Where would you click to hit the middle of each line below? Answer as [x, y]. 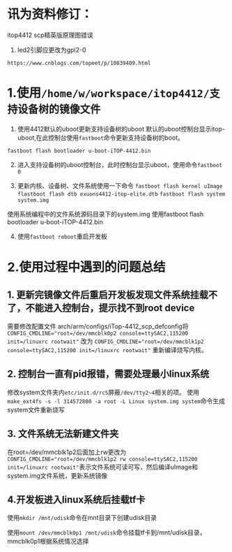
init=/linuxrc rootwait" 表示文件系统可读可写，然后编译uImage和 [103, 467]
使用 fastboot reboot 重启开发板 [62, 236]
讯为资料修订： [50, 14]
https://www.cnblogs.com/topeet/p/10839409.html [79, 63]
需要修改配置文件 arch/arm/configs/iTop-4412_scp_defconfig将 [98, 326]
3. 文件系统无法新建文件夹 [63, 434]
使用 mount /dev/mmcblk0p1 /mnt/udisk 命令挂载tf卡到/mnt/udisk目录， [107, 532]
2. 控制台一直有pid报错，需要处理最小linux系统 [108, 374]
